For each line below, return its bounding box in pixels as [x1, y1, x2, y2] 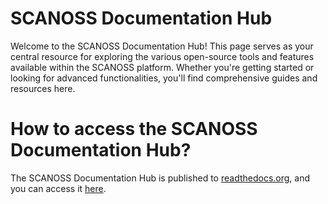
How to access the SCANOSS [10, 118, 258, 141]
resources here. [10, 82, 76, 94]
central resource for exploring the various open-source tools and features [10, 50, 315, 62]
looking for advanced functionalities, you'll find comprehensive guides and [10, 72, 318, 84]
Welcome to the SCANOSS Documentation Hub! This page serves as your [10, 40, 314, 52]
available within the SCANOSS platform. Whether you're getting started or [10, 61, 315, 73]
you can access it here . [10, 182, 107, 194]
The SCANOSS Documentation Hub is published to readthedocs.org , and [10, 172, 311, 184]
